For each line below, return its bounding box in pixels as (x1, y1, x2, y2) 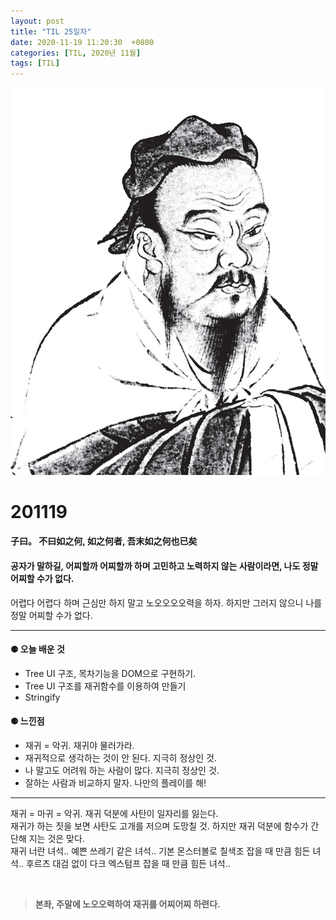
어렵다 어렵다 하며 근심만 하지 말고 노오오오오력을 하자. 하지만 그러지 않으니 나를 (10, 596, 323, 609)
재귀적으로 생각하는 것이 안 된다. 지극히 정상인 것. (24, 752, 217, 764)
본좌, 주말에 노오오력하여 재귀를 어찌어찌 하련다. (34, 898, 221, 910)
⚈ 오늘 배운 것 (10, 643, 65, 655)
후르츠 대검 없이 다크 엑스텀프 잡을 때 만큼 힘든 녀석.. (25, 858, 231, 870)
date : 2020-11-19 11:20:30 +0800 (10, 37, 155, 47)
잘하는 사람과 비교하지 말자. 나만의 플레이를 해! (24, 777, 207, 789)
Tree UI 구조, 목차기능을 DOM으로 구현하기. (24, 667, 197, 679)
